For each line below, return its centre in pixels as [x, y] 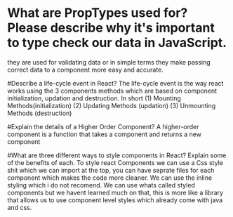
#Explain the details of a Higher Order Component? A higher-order [103, 126]
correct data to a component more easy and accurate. [85, 70]
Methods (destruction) [40, 113]
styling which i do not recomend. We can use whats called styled [101, 185]
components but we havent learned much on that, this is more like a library [115, 192]
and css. [20, 207]
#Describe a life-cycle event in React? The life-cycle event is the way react [115, 83]
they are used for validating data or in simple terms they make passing [109, 62]
